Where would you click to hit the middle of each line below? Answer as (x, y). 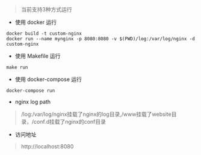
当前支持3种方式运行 (46, 9)
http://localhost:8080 (47, 146)
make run (17, 67)
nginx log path (33, 102)
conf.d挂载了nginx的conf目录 (70, 122)
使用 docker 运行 (36, 22)
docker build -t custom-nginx (44, 34)
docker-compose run (31, 91)
